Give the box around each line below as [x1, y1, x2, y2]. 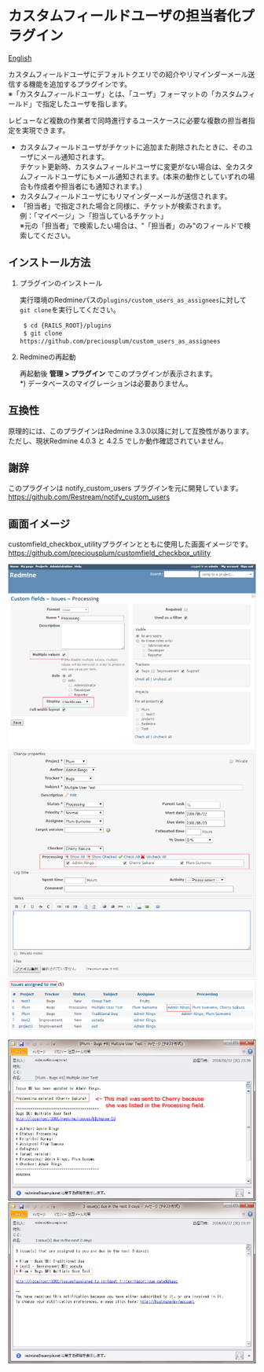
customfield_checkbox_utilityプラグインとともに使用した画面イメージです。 [8, 539, 253, 549]
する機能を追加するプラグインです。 [14, 79, 132, 89]
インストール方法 [8, 256, 91, 270]
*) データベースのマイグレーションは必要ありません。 [19, 378, 192, 388]
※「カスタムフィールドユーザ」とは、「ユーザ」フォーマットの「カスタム [8, 89, 242, 98]
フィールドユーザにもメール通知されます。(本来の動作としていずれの [26, 171, 248, 181]
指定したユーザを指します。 [42, 99, 132, 109]
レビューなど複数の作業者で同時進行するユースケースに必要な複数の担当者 [8, 116, 249, 125]
